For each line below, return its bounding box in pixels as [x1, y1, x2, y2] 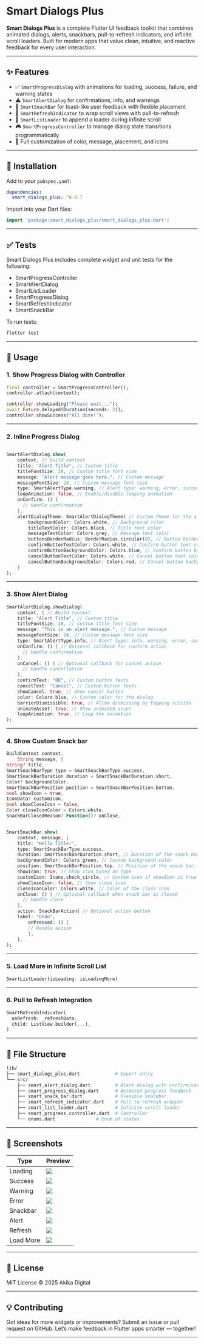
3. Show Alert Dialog [6, 590, 68, 599]
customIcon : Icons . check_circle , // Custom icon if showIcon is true [17, 874, 197, 880]
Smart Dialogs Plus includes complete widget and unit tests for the [6, 256, 173, 263]
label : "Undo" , [17, 914, 56, 920]
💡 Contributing [6, 1302, 64, 1312]
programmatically [15, 131, 59, 138]
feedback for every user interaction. [6, 44, 97, 51]
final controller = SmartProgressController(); [6, 384, 129, 391]
